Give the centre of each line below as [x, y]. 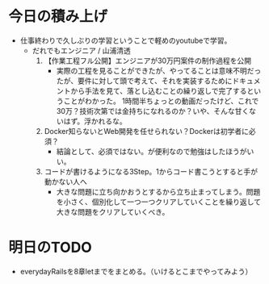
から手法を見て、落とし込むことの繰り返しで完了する [159, 90]
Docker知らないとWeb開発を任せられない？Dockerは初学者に [146, 131]
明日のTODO [50, 248]
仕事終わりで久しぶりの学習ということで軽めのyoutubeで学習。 [126, 40]
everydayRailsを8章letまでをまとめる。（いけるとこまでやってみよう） [136, 271]
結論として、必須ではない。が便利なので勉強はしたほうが [152, 151]
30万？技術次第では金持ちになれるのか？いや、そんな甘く [153, 111]
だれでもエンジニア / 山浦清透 [82, 50]
